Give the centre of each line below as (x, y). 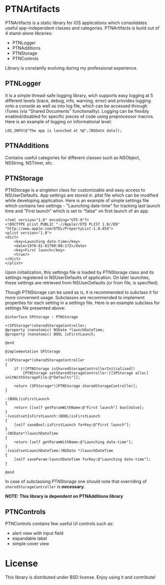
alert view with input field (38, 533)
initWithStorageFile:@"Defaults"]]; (43, 378)
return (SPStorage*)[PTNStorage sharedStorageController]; (76, 386)
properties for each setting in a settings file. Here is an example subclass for (82, 303)
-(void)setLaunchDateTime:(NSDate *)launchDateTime (59, 451)
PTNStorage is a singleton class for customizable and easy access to (75, 190)
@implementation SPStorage (33, 352)
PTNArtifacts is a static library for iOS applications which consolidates (76, 23)
